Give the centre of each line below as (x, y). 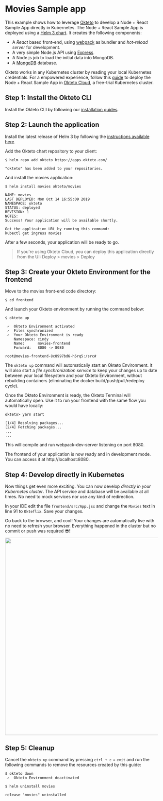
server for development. (36, 47)
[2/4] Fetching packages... (33, 427)
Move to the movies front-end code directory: (51, 291)
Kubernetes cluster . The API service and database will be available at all (77, 492)
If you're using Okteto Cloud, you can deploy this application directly (85, 252)
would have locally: (24, 406)
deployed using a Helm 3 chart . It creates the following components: (73, 33)
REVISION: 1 (17, 212)
